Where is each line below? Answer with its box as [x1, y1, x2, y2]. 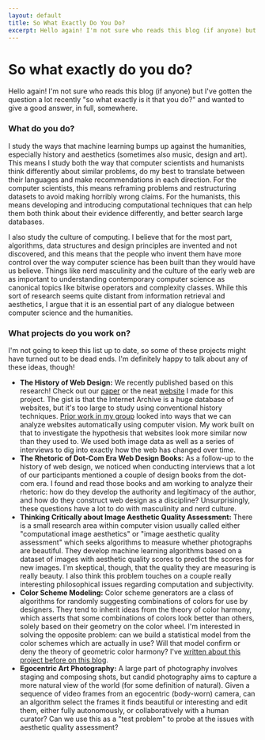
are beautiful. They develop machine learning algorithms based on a [19, 545, 243, 555]
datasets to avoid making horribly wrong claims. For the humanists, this [8, 192, 240, 201]
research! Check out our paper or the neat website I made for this [19, 385, 233, 396]
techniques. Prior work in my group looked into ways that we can [19, 411, 232, 420]
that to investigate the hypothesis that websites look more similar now [19, 428, 248, 438]
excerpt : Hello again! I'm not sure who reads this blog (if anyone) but [8, 26, 257, 34]
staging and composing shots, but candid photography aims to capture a [19, 672, 257, 681]
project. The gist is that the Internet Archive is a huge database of [19, 394, 234, 404]
